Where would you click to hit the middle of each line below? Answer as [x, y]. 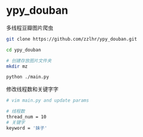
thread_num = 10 [26, 117]
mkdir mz [17, 66]
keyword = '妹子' [27, 128]
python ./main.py [28, 77]
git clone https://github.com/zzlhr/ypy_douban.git [71, 39]
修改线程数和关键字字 [32, 89]
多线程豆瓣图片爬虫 [30, 28]
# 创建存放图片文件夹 [29, 60]
